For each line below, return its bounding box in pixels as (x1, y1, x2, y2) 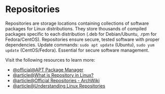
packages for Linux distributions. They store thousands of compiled (5, 25, 147, 31)
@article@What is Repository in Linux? (12, 72, 94, 78)
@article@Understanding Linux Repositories (12, 82, 106, 89)
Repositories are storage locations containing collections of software (5, 20, 149, 26)
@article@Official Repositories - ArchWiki (12, 77, 100, 83)
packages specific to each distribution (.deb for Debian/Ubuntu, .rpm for (5, 31, 157, 37)
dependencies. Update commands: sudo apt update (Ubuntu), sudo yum (5, 41, 155, 48)
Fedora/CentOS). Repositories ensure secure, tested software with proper (5, 36, 160, 42)
